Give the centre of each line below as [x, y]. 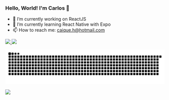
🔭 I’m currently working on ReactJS [49, 19]
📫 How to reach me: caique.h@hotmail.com [59, 30]
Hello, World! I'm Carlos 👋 [37, 8]
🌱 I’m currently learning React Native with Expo [62, 24]
